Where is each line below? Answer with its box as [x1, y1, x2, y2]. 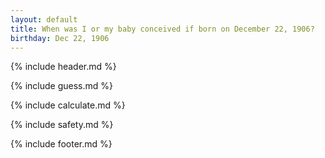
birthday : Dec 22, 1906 [10, 33, 110, 43]
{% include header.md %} [10, 61, 117, 73]
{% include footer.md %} [10, 138, 113, 150]
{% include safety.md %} [10, 119, 114, 131]
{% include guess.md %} [10, 80, 113, 92]
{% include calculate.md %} [10, 99, 126, 111]
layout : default [10, 14, 78, 25]
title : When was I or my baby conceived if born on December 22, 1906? [10, 24, 315, 34]
